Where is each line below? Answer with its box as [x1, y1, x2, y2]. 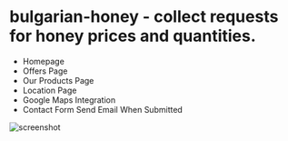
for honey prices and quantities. [9, 25, 256, 46]
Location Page [22, 85, 77, 96]
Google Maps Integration [22, 94, 116, 106]
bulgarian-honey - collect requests [9, 6, 279, 27]
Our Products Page [22, 75, 94, 86]
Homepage [22, 55, 65, 66]
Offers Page [22, 65, 68, 76]
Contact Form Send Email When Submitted [22, 104, 184, 115]
